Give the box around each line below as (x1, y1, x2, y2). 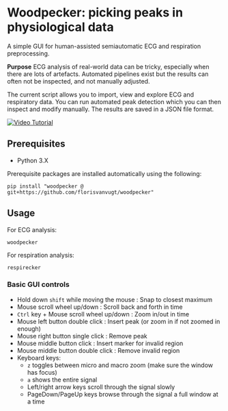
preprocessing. (7, 49, 50, 58)
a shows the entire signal (27, 375, 98, 384)
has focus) (27, 368, 57, 376)
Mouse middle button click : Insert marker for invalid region (16, 339, 184, 347)
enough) (16, 324, 41, 333)
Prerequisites (7, 138, 66, 150)
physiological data (7, 19, 114, 35)
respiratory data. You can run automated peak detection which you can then (7, 97, 222, 105)
